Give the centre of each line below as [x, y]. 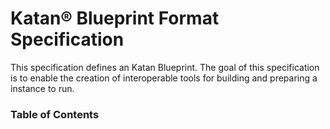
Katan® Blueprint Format [115, 18]
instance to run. [42, 88]
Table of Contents [55, 114]
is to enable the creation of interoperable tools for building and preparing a [164, 78]
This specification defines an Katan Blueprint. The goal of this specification [165, 67]
